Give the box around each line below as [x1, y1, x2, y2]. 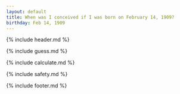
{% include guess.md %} [6, 48, 67, 55]
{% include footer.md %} [6, 82, 67, 89]
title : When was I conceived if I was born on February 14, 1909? [6, 14, 175, 20]
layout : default [6, 8, 46, 15]
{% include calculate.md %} [6, 59, 75, 66]
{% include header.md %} [6, 36, 70, 43]
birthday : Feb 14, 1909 [6, 20, 66, 26]
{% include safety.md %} [6, 71, 68, 78]
